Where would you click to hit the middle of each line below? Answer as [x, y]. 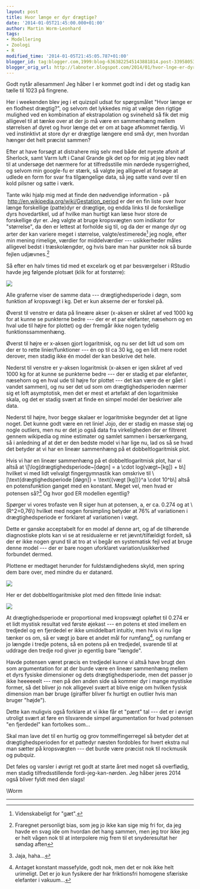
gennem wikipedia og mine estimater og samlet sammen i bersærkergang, [97, 436]
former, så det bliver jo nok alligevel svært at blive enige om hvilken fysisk [97, 687]
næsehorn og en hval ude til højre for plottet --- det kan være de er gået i [96, 380]
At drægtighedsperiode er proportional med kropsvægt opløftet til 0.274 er [98, 618]
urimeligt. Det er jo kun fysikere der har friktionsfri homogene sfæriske [101, 873]
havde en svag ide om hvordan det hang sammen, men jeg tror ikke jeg [102, 831]
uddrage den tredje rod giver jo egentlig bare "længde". [74, 650]
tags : [13, 34]
